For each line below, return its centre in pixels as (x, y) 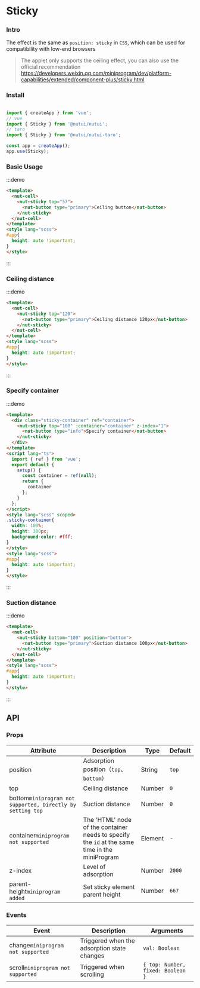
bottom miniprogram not (42, 798)
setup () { (29, 470)
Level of (94, 867)
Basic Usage (25, 167)
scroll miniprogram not (40, 968)
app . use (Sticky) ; (28, 152)
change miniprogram (37, 945)
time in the (98, 849)
